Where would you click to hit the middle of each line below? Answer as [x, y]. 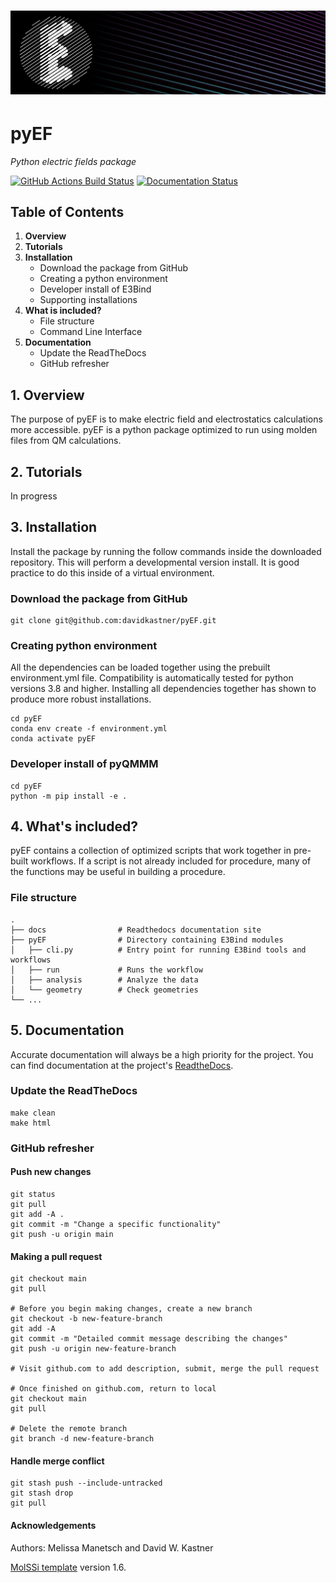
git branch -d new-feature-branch [82, 1439]
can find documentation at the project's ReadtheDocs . [122, 1065]
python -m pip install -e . [69, 796]
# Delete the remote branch [69, 1429]
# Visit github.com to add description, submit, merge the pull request [165, 1369]
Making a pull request [56, 1256]
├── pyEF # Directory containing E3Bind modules [147, 940]
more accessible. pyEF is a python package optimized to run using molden [164, 430]
